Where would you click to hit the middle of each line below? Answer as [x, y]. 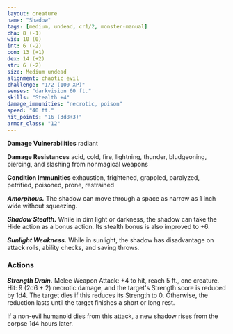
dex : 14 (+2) [26, 59]
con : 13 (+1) [26, 53]
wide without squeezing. [42, 206]
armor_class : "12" [34, 123]
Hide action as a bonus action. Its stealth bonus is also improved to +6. [109, 226]
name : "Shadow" [29, 20]
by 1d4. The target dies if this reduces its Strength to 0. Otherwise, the [108, 295]
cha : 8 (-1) [24, 33]
